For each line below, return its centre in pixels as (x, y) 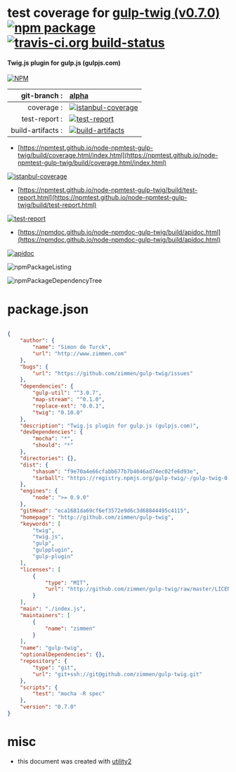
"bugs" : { (34, 367)
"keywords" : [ (40, 524)
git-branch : (42, 96)
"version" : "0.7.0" (48, 707)
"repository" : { (44, 662)
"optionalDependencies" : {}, (63, 655)
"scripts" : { (39, 688)
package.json (48, 309)
